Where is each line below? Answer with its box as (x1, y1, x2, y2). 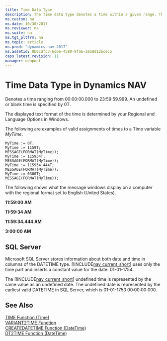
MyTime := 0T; (5, 141, 35, 146)
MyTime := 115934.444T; (5, 163, 55, 168)
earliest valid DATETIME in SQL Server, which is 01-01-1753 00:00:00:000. (5, 287, 158, 293)
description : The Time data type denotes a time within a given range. (5, 12, 157, 17)
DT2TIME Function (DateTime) (5, 330, 67, 336)
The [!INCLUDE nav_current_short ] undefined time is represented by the (5, 276, 152, 282)
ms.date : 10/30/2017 (5, 21, 48, 26)
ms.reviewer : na (5, 26, 39, 31)
